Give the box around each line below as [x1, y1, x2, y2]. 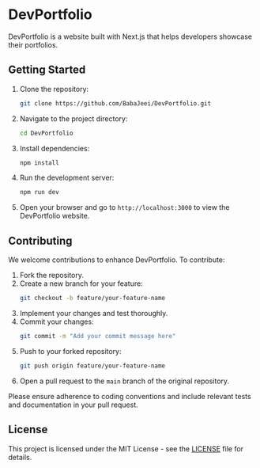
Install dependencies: [19, 143, 90, 153]
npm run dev [19, 188, 59, 196]
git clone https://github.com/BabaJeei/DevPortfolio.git [19, 99, 212, 108]
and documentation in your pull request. [8, 400, 138, 409]
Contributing [8, 234, 73, 247]
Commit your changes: [19, 317, 94, 326]
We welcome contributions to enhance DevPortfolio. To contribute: [8, 255, 225, 264]
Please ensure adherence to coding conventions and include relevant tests [8, 391, 251, 401]
